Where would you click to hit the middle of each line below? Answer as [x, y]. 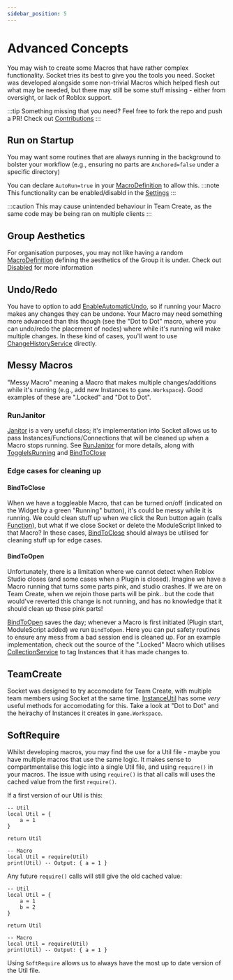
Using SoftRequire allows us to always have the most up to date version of [114, 963]
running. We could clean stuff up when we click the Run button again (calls [115, 518]
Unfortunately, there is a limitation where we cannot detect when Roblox [111, 572]
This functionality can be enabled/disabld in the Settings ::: [92, 193]
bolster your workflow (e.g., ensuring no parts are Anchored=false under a [113, 164]
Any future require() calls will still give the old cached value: [95, 876]
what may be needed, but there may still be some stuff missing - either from [116, 90]
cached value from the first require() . [62, 782]
